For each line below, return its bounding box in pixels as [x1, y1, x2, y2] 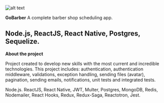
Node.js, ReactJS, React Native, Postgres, [5, 29, 141, 38]
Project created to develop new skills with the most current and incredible [5, 60, 159, 66]
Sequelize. [5, 37, 40, 46]
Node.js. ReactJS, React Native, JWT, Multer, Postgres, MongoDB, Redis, [5, 86, 158, 92]
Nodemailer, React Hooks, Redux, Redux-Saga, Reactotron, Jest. [5, 92, 141, 98]
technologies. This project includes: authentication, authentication [5, 66, 144, 72]
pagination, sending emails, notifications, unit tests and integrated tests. [5, 77, 156, 83]
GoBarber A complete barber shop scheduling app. [5, 15, 113, 20]
